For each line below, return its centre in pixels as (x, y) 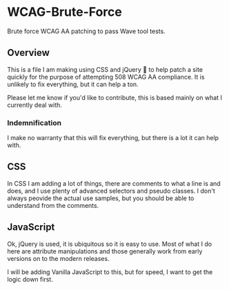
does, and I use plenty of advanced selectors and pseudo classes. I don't (111, 191)
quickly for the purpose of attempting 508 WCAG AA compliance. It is (106, 77)
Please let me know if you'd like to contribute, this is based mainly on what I (115, 97)
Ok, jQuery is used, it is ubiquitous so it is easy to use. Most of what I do (110, 244)
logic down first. (30, 279)
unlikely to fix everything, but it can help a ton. (73, 84)
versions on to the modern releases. (58, 258)
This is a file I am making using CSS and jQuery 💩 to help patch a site (105, 69)
